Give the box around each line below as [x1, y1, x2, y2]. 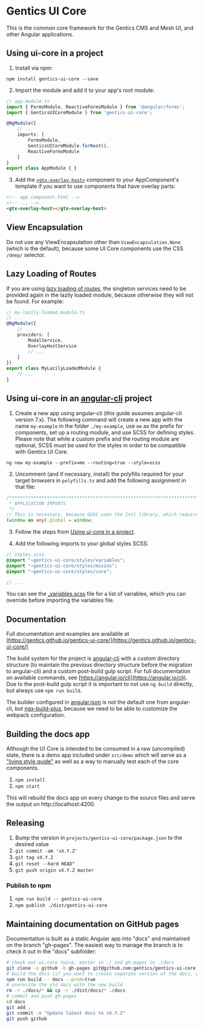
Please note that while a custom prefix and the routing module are [14, 435, 179, 442]
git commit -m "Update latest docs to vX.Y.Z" [6, 1010, 126, 1016]
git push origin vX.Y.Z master [14, 867, 94, 873]
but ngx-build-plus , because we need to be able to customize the [14, 705, 178, 713]
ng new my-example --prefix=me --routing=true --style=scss [6, 459, 161, 466]
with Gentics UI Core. [14, 448, 68, 455]
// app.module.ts [6, 98, 50, 104]
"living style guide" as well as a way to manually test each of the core [6, 758, 179, 765]
